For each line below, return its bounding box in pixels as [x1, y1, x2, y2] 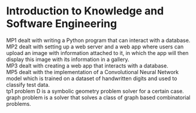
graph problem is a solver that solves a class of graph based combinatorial [6, 94, 191, 101]
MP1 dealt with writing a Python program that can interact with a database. [6, 36, 191, 44]
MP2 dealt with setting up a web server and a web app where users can [6, 43, 184, 50]
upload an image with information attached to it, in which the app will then [6, 49, 189, 56]
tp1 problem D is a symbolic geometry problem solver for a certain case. [6, 87, 184, 94]
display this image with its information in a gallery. [6, 56, 129, 63]
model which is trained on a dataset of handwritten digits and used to [6, 75, 177, 82]
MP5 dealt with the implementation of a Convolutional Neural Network [6, 68, 179, 75]
